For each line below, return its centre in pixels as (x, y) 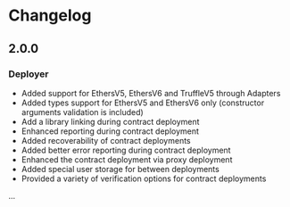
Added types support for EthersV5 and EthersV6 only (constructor (143, 103)
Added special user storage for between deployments (120, 169)
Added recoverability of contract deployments (106, 140)
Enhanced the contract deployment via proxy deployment (127, 159)
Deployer (29, 74)
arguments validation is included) (82, 112)
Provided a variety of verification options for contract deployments (144, 178)
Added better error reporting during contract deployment (126, 150)
